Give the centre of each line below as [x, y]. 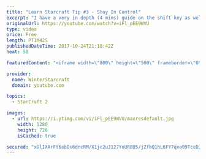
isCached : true [37, 136]
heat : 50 [17, 52]
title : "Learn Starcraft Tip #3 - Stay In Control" [74, 12]
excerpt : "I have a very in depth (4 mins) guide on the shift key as [98, 18]
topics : [16, 96]
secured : [17, 147]
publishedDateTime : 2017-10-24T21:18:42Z [60, 46]
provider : [19, 74]
